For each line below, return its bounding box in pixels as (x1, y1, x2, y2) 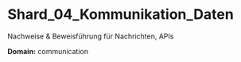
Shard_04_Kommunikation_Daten (7, 5, 234, 24)
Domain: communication (7, 46, 89, 56)
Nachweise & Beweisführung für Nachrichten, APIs (7, 31, 174, 41)
